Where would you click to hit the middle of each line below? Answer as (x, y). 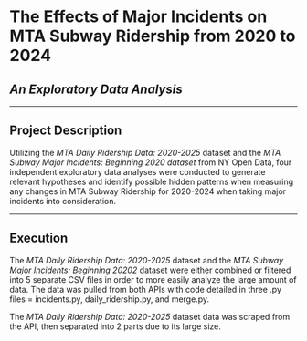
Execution (39, 238)
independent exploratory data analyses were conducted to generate (138, 171)
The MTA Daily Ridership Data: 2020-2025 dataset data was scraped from (150, 316)
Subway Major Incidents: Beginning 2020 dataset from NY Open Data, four (151, 162)
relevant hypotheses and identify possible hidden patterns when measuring (152, 181)
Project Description (66, 131)
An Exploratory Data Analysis (96, 89)
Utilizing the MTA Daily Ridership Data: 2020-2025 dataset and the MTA (145, 152)
